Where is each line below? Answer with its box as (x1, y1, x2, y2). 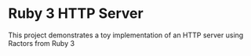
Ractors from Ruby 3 (8, 38, 75, 47)
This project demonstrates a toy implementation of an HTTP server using (8, 30, 244, 40)
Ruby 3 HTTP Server (8, 5, 144, 23)
